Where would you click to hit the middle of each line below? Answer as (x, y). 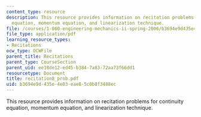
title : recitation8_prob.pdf (42, 79)
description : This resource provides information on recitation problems (100, 17)
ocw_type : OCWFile (29, 51)
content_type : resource (36, 12)
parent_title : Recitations (40, 56)
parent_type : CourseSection (41, 62)
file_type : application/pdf (41, 34)
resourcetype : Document (36, 73)
